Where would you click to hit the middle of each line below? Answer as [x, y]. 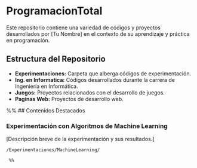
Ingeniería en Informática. [47, 86]
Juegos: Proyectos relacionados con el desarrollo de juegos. [90, 92]
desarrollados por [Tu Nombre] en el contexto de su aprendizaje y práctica [98, 33]
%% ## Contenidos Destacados [46, 110]
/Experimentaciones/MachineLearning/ [53, 150]
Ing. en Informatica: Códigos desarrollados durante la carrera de [95, 80]
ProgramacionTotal [54, 11]
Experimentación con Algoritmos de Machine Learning [87, 126]
